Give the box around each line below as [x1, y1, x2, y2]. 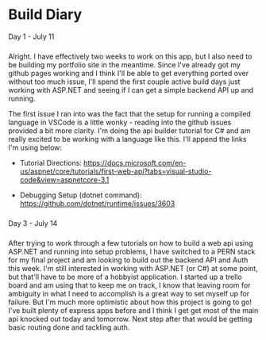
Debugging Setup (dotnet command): [19, 190, 142, 200]
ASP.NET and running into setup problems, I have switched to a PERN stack [8, 246, 256, 256]
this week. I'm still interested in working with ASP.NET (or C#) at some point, [8, 263, 258, 273]
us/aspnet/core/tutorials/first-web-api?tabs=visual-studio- [19, 166, 212, 176]
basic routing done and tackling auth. [8, 323, 130, 332]
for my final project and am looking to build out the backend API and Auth [8, 255, 249, 265]
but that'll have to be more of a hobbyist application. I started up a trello [8, 272, 242, 281]
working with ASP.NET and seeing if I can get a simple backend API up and [8, 85, 254, 94]
